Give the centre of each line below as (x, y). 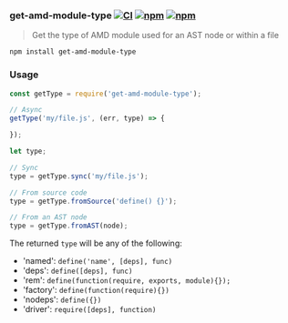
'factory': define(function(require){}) (96, 290)
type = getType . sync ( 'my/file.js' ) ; (79, 176)
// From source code (49, 192)
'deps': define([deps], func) (77, 271)
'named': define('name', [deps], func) (98, 261)
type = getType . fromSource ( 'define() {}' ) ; (93, 201)
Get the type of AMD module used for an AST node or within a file (155, 35)
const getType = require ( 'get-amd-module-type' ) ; (106, 94)
